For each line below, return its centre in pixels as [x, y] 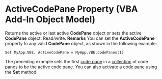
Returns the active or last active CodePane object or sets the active [73, 33]
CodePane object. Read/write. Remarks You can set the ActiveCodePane [80, 38]
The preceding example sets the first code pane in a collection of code [77, 61]
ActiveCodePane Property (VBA [72, 9]
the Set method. [21, 72]
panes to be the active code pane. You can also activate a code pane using [81, 67]
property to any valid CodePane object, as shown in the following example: [81, 43]
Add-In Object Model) [50, 19]
